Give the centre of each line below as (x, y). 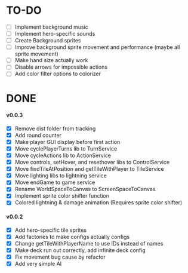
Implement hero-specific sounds (55, 34)
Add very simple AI (38, 264)
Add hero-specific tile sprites (51, 230)
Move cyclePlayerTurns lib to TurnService (66, 148)
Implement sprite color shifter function (62, 196)
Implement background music (51, 27)
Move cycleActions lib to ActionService (63, 155)
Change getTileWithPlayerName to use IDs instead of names (89, 243)
